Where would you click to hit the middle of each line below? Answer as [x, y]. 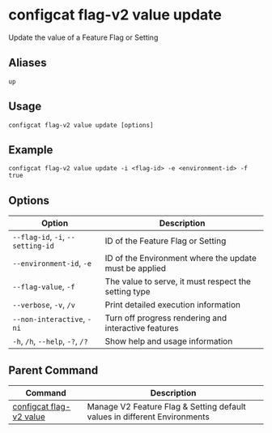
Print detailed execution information [173, 305]
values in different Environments [149, 417]
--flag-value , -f [44, 287]
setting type [128, 292]
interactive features [142, 328]
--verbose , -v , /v [44, 305]
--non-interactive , [49, 319]
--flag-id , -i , [38, 237]
